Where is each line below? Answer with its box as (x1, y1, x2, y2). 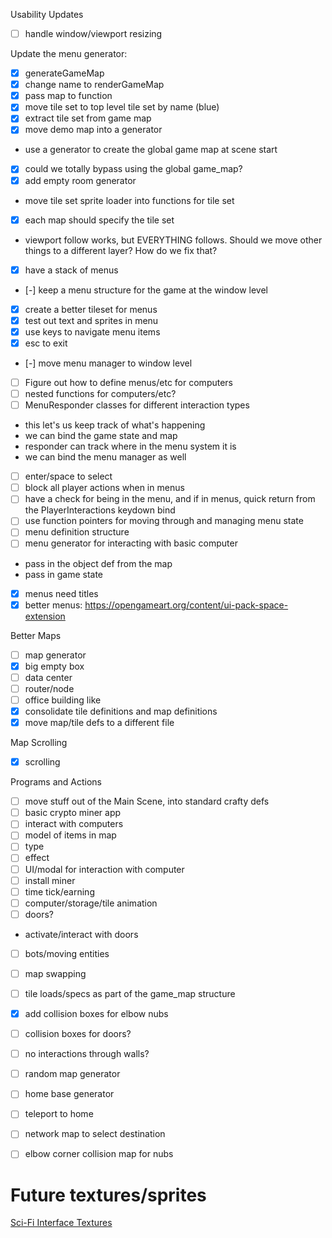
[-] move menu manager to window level (24, 357, 193, 369)
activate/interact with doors (24, 928, 139, 940)
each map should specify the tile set (24, 214, 175, 226)
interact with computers (24, 818, 124, 830)
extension (24, 610, 66, 622)
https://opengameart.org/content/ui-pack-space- (84, 599, 289, 611)
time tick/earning (24, 885, 95, 898)
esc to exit (24, 337, 68, 349)
